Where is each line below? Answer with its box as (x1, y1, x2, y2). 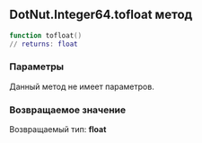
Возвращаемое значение (9, 103, 127, 116)
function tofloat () (9, 31, 83, 40)
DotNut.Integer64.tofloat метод (9, 7, 193, 22)
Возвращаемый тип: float (9, 124, 107, 135)
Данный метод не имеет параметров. (9, 81, 154, 92)
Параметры (9, 60, 65, 73)
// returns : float (9, 40, 78, 49)
